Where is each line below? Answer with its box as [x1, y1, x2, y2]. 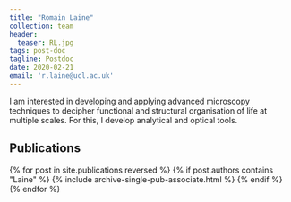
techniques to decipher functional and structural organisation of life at [9, 105, 268, 116]
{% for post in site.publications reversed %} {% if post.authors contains [9, 164, 274, 175]
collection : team [9, 21, 74, 30]
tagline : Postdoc [9, 55, 74, 63]
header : [9, 29, 39, 38]
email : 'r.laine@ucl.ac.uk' [9, 72, 115, 80]
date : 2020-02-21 [9, 63, 74, 72]
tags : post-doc [9, 46, 66, 55]
